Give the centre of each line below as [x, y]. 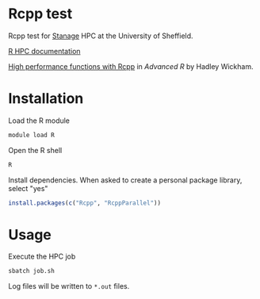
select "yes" [28, 188]
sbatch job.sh [32, 271]
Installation [46, 99]
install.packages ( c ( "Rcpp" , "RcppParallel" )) [84, 203]
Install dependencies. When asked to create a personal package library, [125, 180]
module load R [32, 135]
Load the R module [39, 121]
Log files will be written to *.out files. [69, 286]
